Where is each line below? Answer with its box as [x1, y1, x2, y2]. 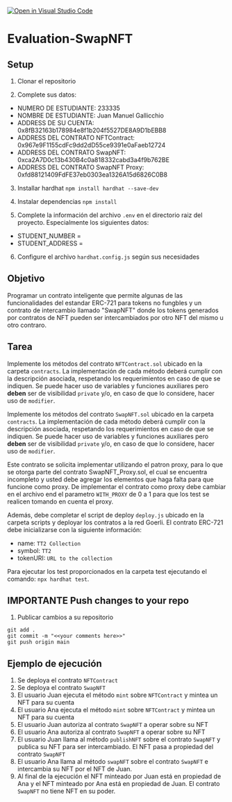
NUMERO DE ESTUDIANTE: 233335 [17, 104, 120, 112]
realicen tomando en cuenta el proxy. [7, 497, 114, 506]
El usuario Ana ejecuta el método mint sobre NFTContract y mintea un [17, 706, 215, 714]
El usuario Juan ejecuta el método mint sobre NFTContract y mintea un [17, 691, 218, 699]
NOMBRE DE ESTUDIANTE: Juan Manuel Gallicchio [17, 111, 165, 120]
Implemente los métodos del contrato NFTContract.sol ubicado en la [7, 359, 203, 368]
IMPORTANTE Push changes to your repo [7, 595, 190, 607]
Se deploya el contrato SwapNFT [17, 684, 106, 692]
